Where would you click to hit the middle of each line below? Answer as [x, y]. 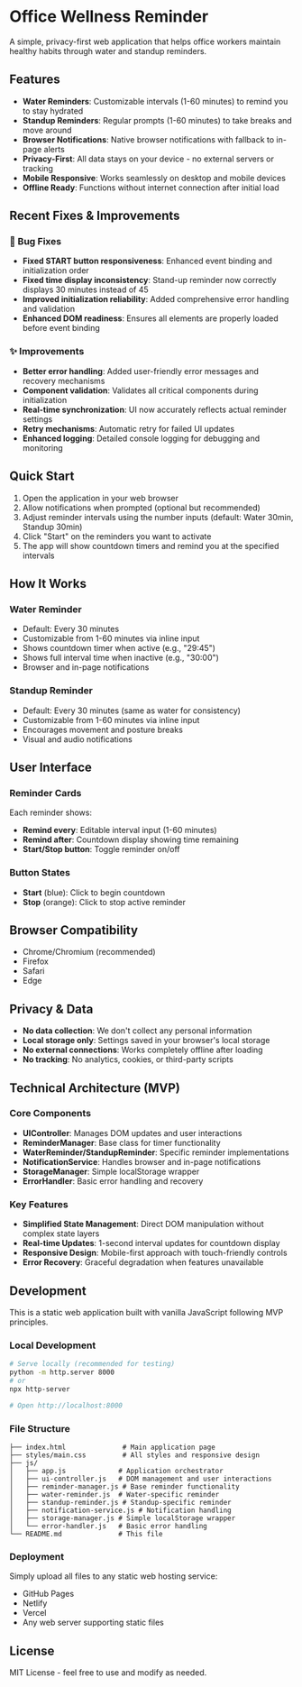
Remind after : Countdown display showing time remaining [130, 839]
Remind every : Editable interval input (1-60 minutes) [120, 830]
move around [47, 130]
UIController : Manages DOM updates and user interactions [132, 1132]
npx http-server [40, 1389]
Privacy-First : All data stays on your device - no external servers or [148, 159]
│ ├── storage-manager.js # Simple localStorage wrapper [123, 1518]
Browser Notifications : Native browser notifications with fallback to [148, 139]
